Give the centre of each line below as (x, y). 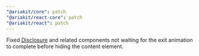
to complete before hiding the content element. (65, 46)
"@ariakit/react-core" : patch (44, 17)
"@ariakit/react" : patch (38, 23)
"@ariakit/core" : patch (36, 12)
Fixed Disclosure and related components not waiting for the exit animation (100, 40)
